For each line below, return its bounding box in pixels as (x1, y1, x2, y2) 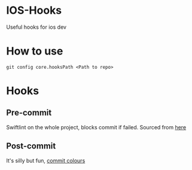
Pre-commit (6, 108, 52, 118)
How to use (6, 44, 63, 58)
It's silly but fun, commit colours (6, 157, 86, 164)
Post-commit (6, 141, 56, 151)
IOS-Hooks (6, 4, 62, 17)
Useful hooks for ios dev (6, 23, 67, 31)
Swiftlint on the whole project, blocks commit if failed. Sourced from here (6, 123, 187, 130)
